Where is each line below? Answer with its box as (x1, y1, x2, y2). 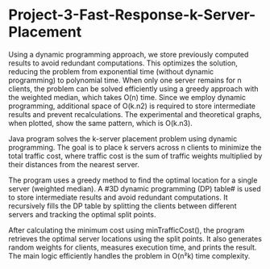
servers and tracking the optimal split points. (8, 209, 156, 219)
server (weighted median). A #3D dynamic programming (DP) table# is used (8, 183, 262, 193)
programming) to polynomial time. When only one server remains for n (8, 75, 242, 85)
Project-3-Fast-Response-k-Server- (8, 6, 256, 24)
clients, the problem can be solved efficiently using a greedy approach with (8, 83, 260, 94)
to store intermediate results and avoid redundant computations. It (8, 192, 228, 202)
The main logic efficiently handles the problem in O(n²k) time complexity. (8, 250, 251, 260)
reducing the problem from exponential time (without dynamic (8, 66, 214, 76)
